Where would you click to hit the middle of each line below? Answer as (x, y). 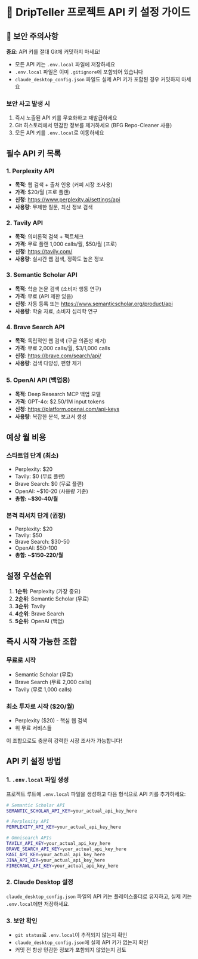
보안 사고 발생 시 (28, 103)
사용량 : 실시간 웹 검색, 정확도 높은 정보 (59, 259)
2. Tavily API (25, 223)
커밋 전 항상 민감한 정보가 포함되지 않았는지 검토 (70, 949)
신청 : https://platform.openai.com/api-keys (67, 409)
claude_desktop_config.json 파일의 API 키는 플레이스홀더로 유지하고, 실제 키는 (99, 896)
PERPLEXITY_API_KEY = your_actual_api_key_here (64, 827)
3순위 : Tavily (30, 606)
